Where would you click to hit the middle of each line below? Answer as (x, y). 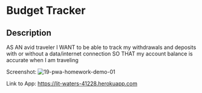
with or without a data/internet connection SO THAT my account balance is (99, 54)
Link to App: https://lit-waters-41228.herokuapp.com (72, 83)
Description (29, 33)
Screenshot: (21, 72)
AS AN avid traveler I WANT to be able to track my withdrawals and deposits (101, 47)
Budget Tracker (46, 11)
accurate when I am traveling (42, 60)
